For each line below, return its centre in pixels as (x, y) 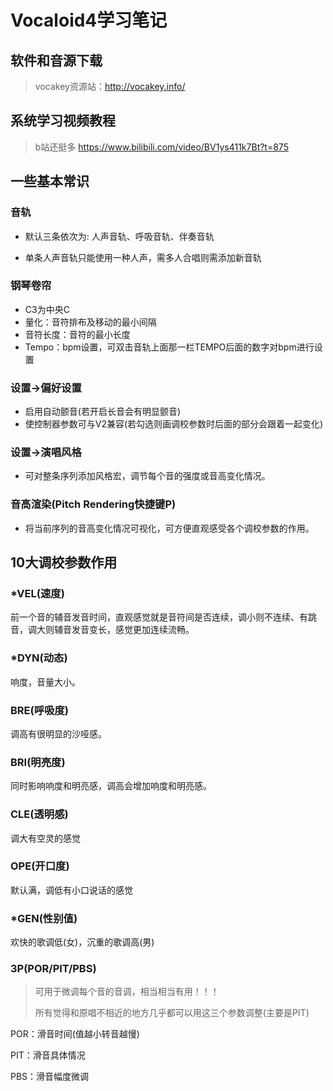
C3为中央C (47, 309)
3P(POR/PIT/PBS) (53, 969)
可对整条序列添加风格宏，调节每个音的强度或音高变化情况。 (147, 476)
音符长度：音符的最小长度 (77, 334)
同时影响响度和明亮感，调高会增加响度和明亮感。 (111, 786)
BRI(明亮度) (38, 762)
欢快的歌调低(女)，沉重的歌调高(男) (82, 942)
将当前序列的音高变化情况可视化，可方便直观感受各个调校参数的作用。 (169, 528)
